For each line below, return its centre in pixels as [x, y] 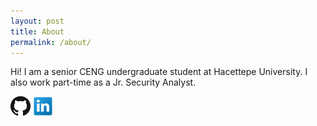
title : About [37, 31]
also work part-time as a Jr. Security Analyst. [103, 82]
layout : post [37, 21]
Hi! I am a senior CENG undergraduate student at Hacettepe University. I [159, 72]
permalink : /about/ [51, 42]
